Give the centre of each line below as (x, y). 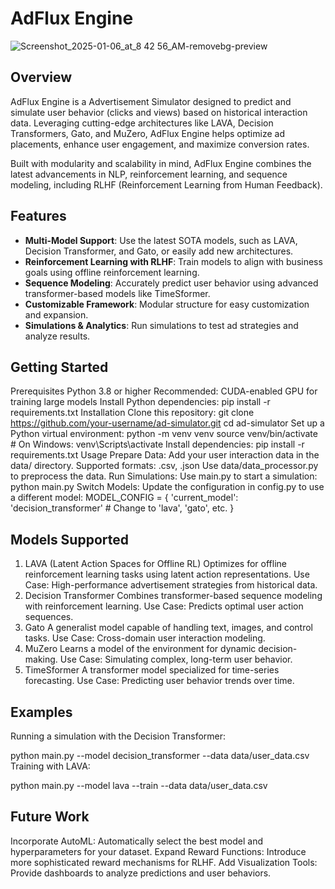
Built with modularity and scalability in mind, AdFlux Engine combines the (161, 163)
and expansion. (56, 314)
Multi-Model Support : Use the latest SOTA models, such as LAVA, (161, 240)
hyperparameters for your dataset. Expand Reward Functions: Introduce (158, 851)
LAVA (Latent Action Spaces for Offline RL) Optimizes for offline (155, 564)
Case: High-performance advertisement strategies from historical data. (171, 585)
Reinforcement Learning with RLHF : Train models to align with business (173, 261)
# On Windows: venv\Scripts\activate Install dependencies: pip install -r (157, 444)
